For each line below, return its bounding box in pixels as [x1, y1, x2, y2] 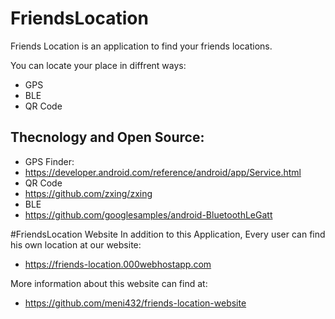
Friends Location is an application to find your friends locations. [10, 40, 273, 52]
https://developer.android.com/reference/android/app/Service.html [24, 166, 302, 178]
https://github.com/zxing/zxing [24, 187, 153, 199]
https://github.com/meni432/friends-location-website [24, 297, 247, 309]
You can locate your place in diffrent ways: [10, 59, 187, 71]
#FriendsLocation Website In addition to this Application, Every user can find [10, 228, 326, 240]
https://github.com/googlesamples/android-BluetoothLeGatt [24, 208, 273, 221]
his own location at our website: [10, 238, 142, 251]
